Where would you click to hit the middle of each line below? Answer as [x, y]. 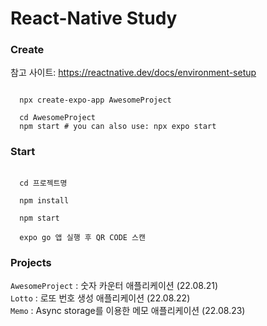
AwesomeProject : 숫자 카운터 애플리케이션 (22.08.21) [114, 286]
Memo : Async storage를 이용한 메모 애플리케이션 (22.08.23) [128, 311]
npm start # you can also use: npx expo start [118, 127]
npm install [44, 200]
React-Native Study [94, 18]
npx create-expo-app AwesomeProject [95, 100]
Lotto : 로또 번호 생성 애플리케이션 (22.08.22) [100, 298]
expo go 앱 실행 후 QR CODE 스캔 [82, 237]
